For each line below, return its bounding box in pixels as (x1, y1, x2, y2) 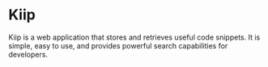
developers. (8, 49, 49, 59)
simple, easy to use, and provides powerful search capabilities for (8, 40, 228, 50)
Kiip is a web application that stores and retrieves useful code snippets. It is (8, 32, 261, 42)
